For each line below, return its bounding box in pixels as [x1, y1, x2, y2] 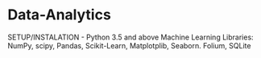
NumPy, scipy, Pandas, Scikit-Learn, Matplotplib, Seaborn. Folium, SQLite [7, 40, 251, 50]
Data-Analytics [7, 6, 112, 24]
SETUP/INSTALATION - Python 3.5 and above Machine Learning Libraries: [7, 32, 255, 42]
